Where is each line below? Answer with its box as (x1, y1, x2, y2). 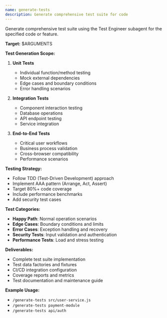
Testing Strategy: (5, 165, 42, 171)
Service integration (19, 121, 59, 127)
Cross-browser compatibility (19, 151, 79, 157)
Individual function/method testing (19, 69, 91, 75)
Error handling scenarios (19, 85, 71, 91)
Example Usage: (5, 287, 40, 293)
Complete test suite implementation (12, 256, 86, 262)
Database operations (19, 110, 63, 116)
